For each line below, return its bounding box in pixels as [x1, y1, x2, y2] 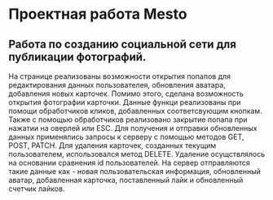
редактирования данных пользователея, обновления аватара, [8, 80, 226, 89]
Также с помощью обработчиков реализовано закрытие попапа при [8, 115, 248, 124]
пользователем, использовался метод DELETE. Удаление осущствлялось [8, 150, 266, 159]
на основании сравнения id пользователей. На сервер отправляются [8, 158, 251, 167]
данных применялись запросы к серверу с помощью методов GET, [8, 132, 244, 141]
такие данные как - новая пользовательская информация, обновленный [8, 167, 261, 176]
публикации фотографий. [8, 50, 147, 63]
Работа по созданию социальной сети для [8, 37, 236, 51]
